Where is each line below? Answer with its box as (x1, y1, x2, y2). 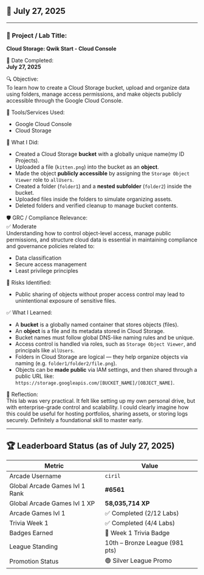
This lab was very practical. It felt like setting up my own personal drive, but (6, 397, 195, 405)
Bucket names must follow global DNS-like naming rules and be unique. (15, 334, 195, 341)
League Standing (9, 542, 58, 551)
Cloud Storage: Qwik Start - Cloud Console (6, 45, 117, 52)
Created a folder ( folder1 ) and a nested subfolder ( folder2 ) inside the (15, 183, 192, 190)
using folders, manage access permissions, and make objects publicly (6, 90, 182, 98)
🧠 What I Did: (6, 139, 39, 146)
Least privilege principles (15, 267, 79, 275)
